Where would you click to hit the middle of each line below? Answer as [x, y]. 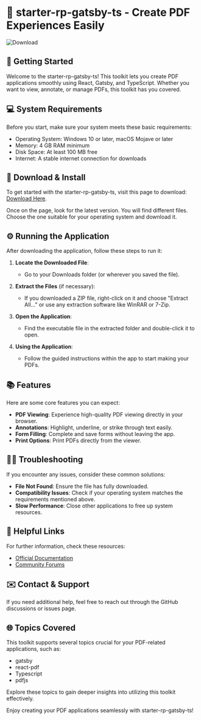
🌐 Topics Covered [41, 627]
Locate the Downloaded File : [52, 263]
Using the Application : [44, 347]
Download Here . [27, 198]
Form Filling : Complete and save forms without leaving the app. [95, 434]
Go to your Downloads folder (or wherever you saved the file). [102, 275]
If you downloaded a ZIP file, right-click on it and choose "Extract [106, 298]
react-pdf [27, 667]
